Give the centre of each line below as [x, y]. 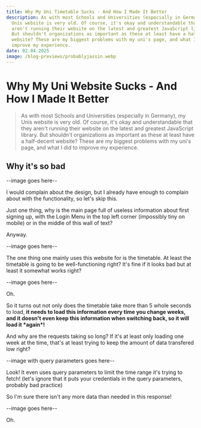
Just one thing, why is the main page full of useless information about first [98, 210]
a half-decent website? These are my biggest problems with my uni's [106, 141]
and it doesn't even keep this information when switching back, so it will [98, 318]
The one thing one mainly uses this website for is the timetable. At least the [99, 258]
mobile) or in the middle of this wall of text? [60, 223]
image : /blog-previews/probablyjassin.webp [61, 56]
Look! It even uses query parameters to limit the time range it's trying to [95, 372]
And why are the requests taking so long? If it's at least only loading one [95, 336]
